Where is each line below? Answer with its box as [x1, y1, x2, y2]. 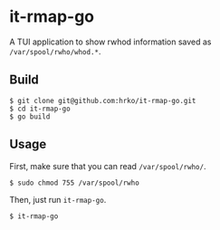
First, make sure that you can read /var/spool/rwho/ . [9, 160, 206, 171]
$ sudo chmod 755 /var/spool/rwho [9, 178, 140, 187]
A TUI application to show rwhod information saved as [9, 36, 212, 47]
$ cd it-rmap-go [9, 104, 71, 113]
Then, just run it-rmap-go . [9, 194, 107, 205]
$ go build [9, 111, 51, 121]
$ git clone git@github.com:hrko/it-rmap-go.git [9, 96, 196, 105]
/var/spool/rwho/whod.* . [9, 45, 101, 56]
